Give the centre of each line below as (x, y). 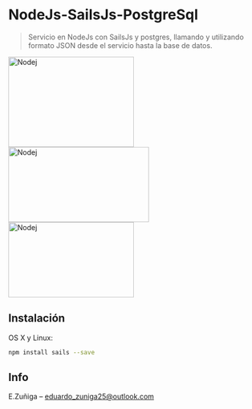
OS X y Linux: (31, 338)
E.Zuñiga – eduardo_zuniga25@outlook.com (81, 397)
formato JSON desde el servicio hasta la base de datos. (120, 45)
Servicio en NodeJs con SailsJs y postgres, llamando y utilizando (136, 37)
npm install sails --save (51, 352)
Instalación (37, 318)
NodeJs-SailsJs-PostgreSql (103, 15)
